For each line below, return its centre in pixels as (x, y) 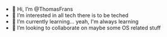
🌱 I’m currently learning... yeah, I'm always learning (75, 21)
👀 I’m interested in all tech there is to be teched (70, 15)
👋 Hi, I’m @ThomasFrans (42, 9)
